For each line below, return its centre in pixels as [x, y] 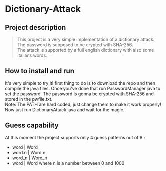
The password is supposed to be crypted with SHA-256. [75, 45]
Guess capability [32, 126]
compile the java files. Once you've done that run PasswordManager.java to [83, 88]
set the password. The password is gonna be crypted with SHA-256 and [79, 94]
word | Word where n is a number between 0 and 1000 [68, 163]
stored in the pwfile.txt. [29, 99]
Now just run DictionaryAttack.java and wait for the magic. [65, 110]
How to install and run [40, 71]
